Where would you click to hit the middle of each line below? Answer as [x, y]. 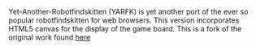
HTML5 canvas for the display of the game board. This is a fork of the [125, 29]
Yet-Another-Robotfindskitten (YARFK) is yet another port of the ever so [128, 12]
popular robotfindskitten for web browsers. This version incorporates [124, 20]
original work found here [50, 37]
